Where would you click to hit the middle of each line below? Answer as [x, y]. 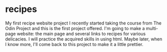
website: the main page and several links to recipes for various [81, 33]
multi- [152, 28]
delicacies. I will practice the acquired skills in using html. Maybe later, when [84, 39]
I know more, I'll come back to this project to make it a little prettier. [74, 44]
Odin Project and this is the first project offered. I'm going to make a [75, 28]
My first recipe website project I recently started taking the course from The [83, 23]
